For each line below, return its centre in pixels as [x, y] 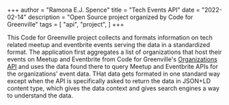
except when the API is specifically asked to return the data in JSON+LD [109, 81]
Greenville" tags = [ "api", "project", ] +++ [66, 24]
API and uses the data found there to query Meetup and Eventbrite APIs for [113, 66]
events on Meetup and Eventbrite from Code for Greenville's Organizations [112, 59]
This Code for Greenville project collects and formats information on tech [110, 37]
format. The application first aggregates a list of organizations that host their [114, 52]
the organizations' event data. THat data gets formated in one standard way [114, 74]
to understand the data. [40, 95]
